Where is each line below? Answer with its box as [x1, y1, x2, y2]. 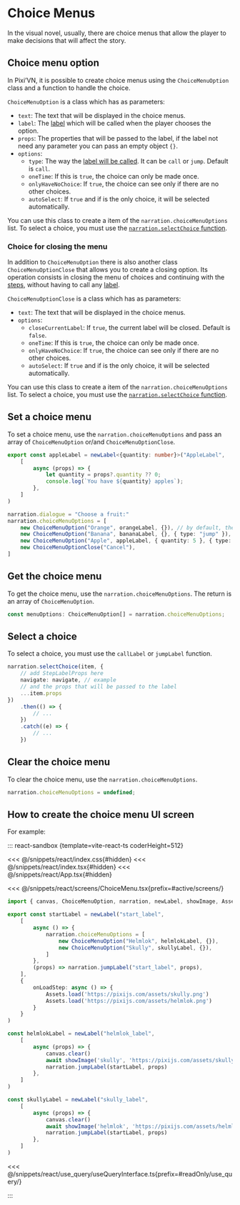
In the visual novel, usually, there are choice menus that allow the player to [7, 29, 226, 37]
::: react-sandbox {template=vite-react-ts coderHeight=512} [7, 841, 184, 850]
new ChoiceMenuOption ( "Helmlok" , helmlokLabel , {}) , [58, 937, 219, 944]
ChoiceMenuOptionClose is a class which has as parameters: [7, 294, 181, 303]
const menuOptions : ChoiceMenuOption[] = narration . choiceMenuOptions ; [7, 611, 225, 618]
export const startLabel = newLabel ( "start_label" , [7, 911, 164, 919]
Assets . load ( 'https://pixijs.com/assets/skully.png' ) [45, 991, 209, 998]
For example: [7, 827, 46, 836]
